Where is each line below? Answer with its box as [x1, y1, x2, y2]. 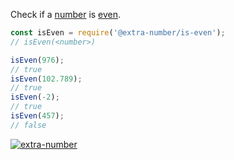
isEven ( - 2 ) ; [10, 92, 60, 103]
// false [10, 120, 47, 130]
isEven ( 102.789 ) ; [10, 74, 83, 84]
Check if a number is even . [10, 9, 122, 20]
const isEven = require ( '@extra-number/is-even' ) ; [10, 28, 226, 38]
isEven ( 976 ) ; [10, 55, 65, 65]
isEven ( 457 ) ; [10, 111, 65, 121]
